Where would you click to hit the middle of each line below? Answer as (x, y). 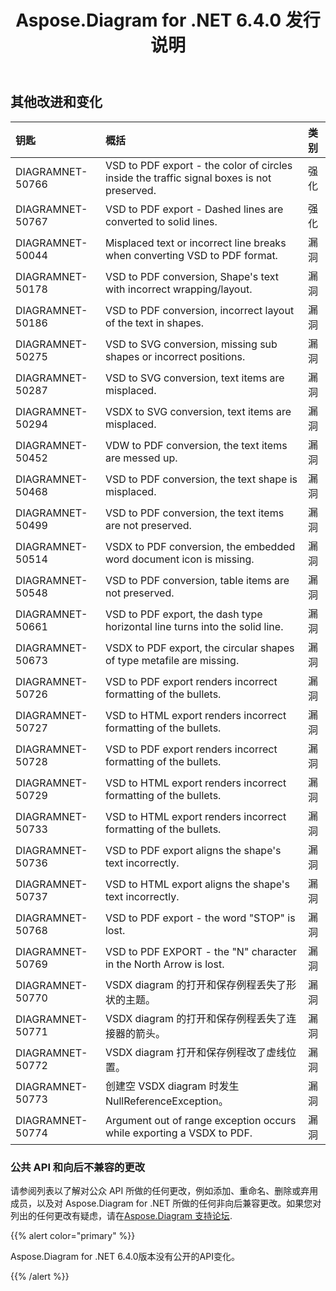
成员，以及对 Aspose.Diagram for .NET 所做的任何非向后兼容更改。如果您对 (166, 1203)
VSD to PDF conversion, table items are (197, 580)
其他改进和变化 (56, 102)
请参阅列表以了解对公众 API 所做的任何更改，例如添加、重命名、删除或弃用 (164, 1190)
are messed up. (141, 458)
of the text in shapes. (154, 323)
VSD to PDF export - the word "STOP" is (200, 918)
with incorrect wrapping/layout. (178, 289)
